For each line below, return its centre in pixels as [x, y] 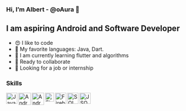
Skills [14, 83]
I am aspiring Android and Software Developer [93, 29]
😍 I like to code [34, 43]
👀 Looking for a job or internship [54, 68]
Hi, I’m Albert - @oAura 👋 [43, 9]
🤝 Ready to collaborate [42, 61]
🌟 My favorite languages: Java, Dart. [59, 49]
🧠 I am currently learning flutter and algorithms [72, 55]
